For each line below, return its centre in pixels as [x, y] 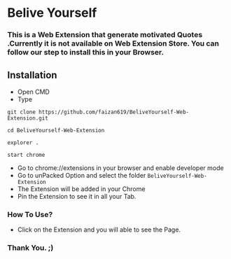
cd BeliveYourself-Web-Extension [56, 130]
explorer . [23, 142]
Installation [32, 75]
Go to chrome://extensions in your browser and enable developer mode [120, 168]
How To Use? [30, 214]
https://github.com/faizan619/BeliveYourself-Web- [114, 112]
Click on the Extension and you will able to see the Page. [99, 230]
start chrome [26, 155]
